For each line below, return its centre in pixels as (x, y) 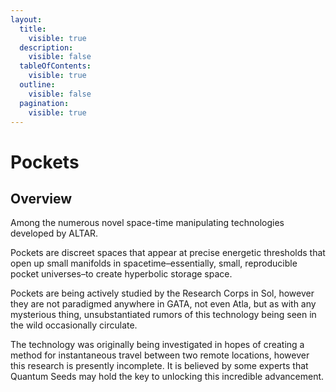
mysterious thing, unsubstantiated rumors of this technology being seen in (163, 315)
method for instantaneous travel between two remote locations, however (160, 355)
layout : (26, 19)
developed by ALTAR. (54, 233)
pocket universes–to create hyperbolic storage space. (121, 274)
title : (33, 29)
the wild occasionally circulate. (74, 325)
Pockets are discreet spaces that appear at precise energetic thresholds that (168, 253)
